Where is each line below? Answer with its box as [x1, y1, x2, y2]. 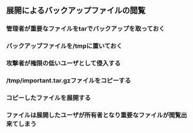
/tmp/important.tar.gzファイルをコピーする [6, 77, 131, 85]
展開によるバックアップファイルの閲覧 [6, 5, 146, 16]
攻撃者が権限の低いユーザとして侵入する [6, 59, 121, 68]
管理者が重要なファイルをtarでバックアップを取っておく [6, 25, 165, 33]
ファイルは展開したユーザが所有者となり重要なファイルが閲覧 [6, 111, 181, 119]
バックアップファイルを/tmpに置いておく [6, 42, 123, 50]
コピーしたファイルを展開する [6, 94, 91, 102]
